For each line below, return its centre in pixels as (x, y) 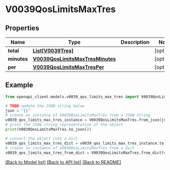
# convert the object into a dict (42, 138)
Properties (22, 28)
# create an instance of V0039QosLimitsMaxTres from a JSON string (78, 115)
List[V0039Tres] (53, 51)
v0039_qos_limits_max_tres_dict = (42, 143)
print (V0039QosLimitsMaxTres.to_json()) (49, 130)
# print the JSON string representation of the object (64, 125)
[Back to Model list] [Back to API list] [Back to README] (63, 162)
